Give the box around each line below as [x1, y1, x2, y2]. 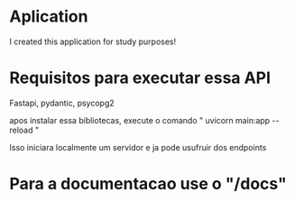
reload [9, 124, 33, 135]
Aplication [9, 6, 88, 27]
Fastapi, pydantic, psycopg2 [9, 97, 115, 108]
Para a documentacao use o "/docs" [9, 174, 287, 195]
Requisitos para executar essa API [9, 68, 272, 88]
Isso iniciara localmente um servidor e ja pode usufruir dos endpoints [9, 142, 267, 152]
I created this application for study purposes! [9, 36, 177, 47]
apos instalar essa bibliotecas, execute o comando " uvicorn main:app [9, 114, 271, 125]
